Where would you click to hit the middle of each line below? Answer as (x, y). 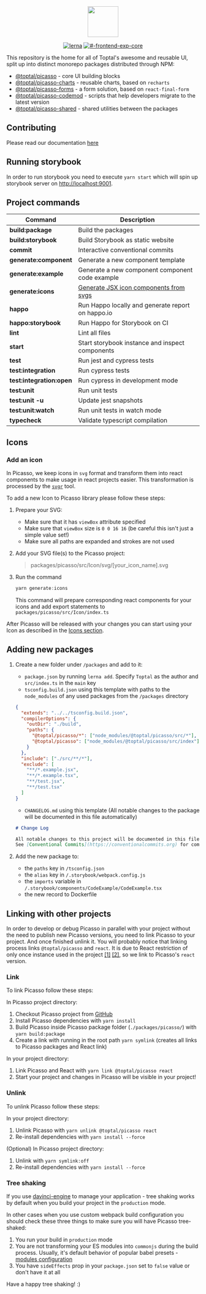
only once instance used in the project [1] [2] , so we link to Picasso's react (101, 955)
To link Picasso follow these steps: (50, 990)
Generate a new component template (132, 260)
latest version (32, 102)
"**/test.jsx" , (46, 781)
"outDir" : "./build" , (54, 724)
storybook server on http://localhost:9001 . (60, 183)
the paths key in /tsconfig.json (64, 869)
